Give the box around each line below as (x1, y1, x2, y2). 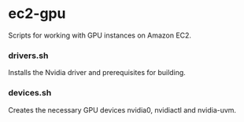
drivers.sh (8, 50, 49, 61)
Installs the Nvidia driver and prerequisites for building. (8, 68, 187, 77)
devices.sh (8, 88, 52, 99)
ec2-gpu (8, 5, 66, 23)
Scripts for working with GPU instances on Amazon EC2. (8, 30, 191, 40)
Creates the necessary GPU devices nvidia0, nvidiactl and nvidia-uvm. (8, 105, 237, 114)
